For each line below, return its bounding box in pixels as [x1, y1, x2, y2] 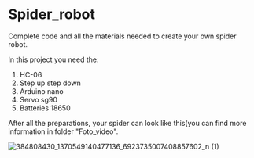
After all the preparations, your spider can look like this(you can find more [8, 118, 247, 127]
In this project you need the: [8, 55, 99, 64]
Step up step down [19, 78, 81, 88]
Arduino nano [19, 86, 64, 95]
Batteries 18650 [19, 103, 71, 113]
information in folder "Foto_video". [8, 127, 119, 136]
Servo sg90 [19, 95, 57, 104]
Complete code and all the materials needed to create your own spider [8, 31, 237, 41]
